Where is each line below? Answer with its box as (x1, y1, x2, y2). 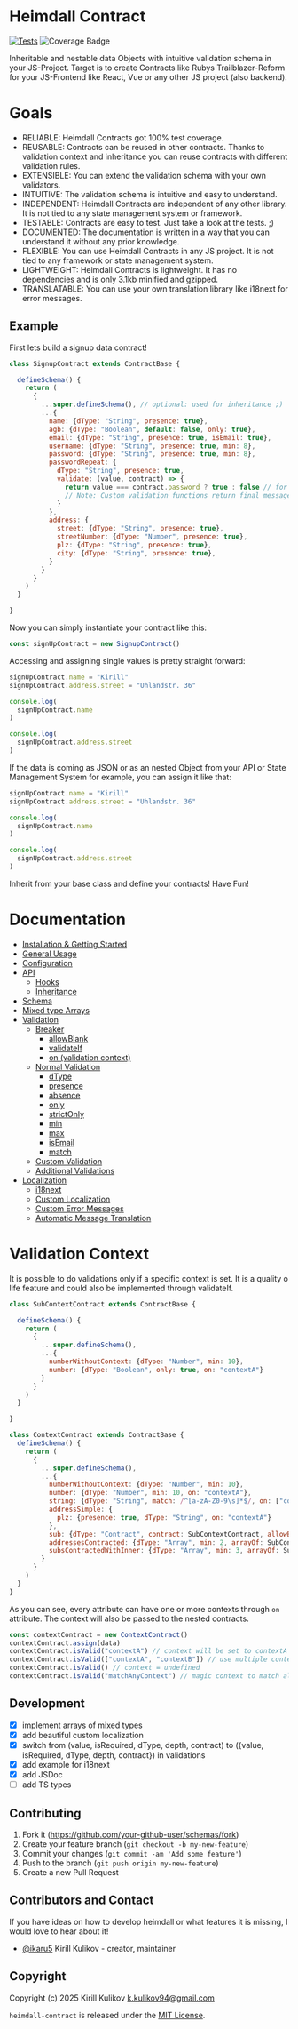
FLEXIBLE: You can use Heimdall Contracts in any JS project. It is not (21, 245, 274, 256)
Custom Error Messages (35, 1202, 124, 1214)
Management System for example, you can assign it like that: (9, 771, 232, 782)
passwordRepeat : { (48, 458, 117, 467)
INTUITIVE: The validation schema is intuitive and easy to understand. (21, 188, 278, 199)
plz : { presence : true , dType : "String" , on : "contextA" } (56, 1513, 272, 1522)
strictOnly (48, 1108, 85, 1119)
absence (48, 1090, 81, 1100)
